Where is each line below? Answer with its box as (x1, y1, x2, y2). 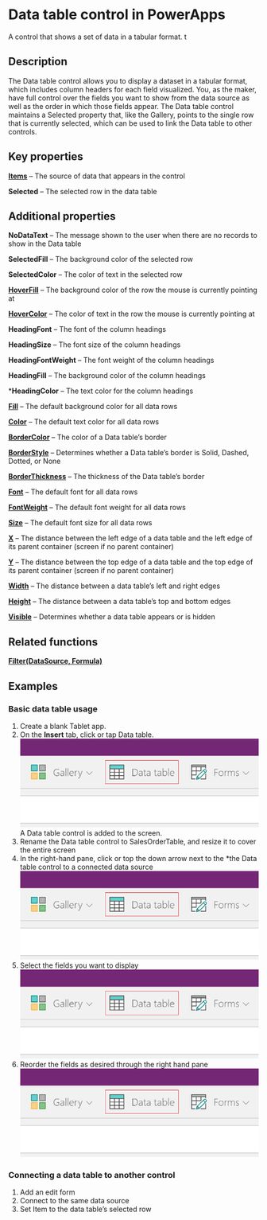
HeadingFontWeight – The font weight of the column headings (8, 356, 215, 365)
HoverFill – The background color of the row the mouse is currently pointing (8, 285, 258, 295)
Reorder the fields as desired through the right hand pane (19, 1059, 208, 1069)
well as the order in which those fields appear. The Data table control (8, 101, 234, 111)
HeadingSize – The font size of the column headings (8, 340, 181, 349)
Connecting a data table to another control (8, 1169, 176, 1180)
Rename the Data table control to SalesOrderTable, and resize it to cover (19, 837, 257, 847)
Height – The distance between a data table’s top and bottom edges (8, 597, 231, 606)
